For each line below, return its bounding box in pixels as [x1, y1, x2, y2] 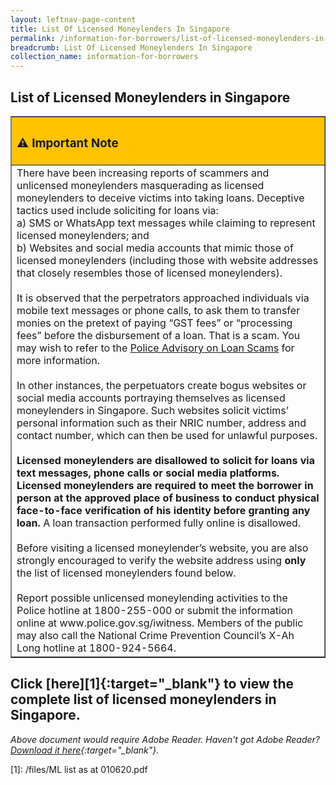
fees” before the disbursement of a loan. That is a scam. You [16, 328, 301, 342]
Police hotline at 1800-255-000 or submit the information [16, 603, 293, 617]
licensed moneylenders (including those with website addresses [16, 253, 319, 267]
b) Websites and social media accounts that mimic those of [16, 241, 294, 255]
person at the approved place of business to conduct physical [16, 491, 320, 505]
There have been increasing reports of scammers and [16, 166, 270, 180]
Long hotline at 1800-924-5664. [16, 641, 177, 655]
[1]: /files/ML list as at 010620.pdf [10, 763, 148, 775]
